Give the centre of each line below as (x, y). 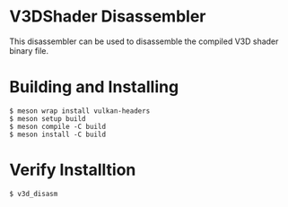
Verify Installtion (73, 170)
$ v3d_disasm (34, 194)
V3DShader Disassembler (108, 17)
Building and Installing (94, 87)
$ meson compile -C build (57, 126)
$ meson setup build (48, 118)
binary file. (29, 50)
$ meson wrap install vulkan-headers (80, 111)
